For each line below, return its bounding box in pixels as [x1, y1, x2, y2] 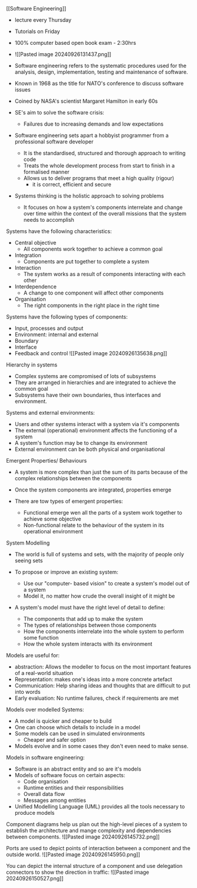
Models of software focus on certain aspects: [14, 772, 126, 778]
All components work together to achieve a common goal [23, 245, 163, 253]
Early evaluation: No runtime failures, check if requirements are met [14, 694, 179, 702]
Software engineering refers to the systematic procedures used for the [14, 62, 187, 69]
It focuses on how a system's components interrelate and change [23, 204, 183, 211]
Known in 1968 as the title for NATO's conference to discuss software [14, 80, 184, 87]
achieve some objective [23, 516, 81, 522]
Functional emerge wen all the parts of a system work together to [23, 509, 183, 516]
